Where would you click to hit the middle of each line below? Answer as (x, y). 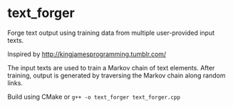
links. (15, 82)
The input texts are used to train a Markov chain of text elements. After (111, 67)
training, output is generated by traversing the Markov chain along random (116, 75)
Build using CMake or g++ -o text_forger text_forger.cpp (94, 97)
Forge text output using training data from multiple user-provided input (111, 33)
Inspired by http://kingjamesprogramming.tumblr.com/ (87, 54)
